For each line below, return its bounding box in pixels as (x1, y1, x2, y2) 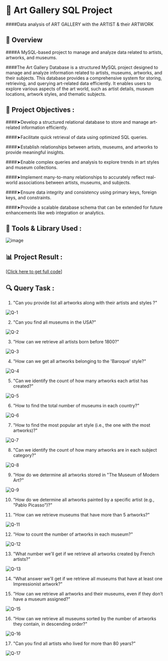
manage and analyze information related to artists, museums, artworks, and (6, 69, 162, 76)
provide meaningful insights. (6, 149, 65, 155)
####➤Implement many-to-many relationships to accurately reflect (6, 174, 145, 180)
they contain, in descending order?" (13, 621, 88, 627)
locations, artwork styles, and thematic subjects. (6, 91, 107, 97)
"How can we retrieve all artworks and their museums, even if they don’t (13, 591, 163, 597)
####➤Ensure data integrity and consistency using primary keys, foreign (6, 189, 157, 195)
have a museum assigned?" (13, 596, 71, 602)
